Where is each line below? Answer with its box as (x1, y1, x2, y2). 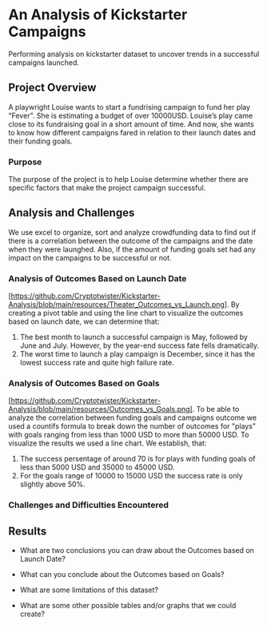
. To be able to (192, 405, 240, 414)
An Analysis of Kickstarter (8, 6, 188, 24)
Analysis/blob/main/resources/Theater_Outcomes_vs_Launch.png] (8, 300, 228, 309)
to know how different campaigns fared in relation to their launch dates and (8, 127, 256, 137)
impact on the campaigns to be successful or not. (8, 252, 172, 262)
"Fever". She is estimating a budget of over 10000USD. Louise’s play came (8, 111, 253, 120)
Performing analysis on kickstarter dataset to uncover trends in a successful (8, 49, 260, 58)
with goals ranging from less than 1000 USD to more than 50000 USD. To (8, 430, 249, 440)
